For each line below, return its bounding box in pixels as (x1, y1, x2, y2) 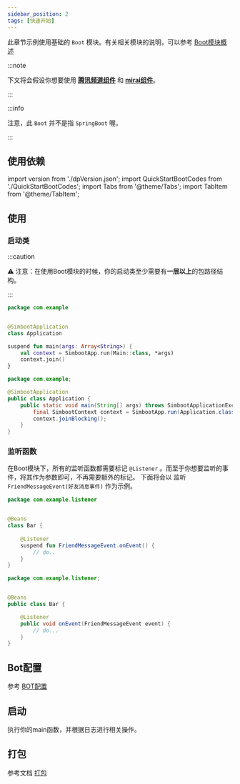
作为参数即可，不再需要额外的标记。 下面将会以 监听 (31, 473, 186, 482)
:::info (7, 104, 24, 112)
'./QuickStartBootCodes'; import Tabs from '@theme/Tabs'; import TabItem (7, 182, 228, 191)
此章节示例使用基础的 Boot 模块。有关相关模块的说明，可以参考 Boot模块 (7, 37, 221, 46)
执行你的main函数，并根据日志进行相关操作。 (7, 725, 141, 733)
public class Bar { (7, 601, 66, 608)
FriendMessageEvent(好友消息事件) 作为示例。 (7, 482, 137, 490)
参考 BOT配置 (7, 682, 48, 690)
